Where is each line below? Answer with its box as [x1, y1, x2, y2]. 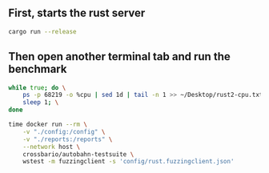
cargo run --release [8, 27, 78, 35]
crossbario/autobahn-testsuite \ [22, 150, 134, 159]
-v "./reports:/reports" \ [22, 135, 113, 143]
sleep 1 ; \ [22, 99, 59, 107]
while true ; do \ [8, 83, 66, 91]
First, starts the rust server [8, 6, 146, 20]
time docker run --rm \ [8, 120, 88, 128]
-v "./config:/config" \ [22, 127, 106, 135]
